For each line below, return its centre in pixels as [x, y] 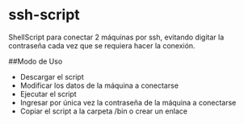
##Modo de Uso [36, 61]
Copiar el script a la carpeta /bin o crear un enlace [104, 111]
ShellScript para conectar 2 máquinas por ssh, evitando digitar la [116, 37]
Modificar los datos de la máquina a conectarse [99, 85]
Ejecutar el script [48, 93]
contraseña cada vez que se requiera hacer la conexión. [102, 45]
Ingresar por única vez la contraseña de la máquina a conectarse [128, 102]
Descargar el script [52, 76]
